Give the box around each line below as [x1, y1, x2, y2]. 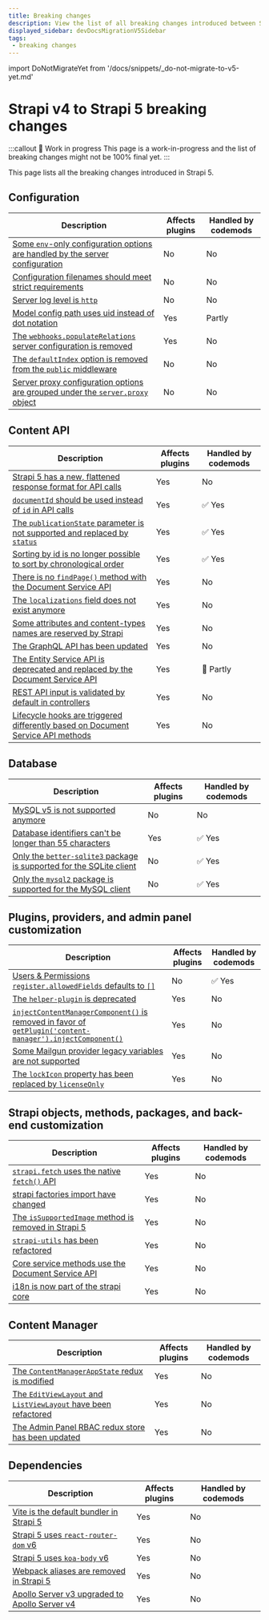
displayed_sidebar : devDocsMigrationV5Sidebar [8, 26, 167, 34]
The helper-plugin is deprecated [12, 993, 137, 1004]
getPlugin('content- [12, 1027, 90, 1036]
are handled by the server [12, 248, 110, 259]
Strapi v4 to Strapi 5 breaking [8, 100, 207, 119]
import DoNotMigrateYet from [8, 63, 106, 73]
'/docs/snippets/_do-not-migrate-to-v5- [106, 63, 240, 73]
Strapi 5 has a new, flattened [12, 471, 120, 482]
